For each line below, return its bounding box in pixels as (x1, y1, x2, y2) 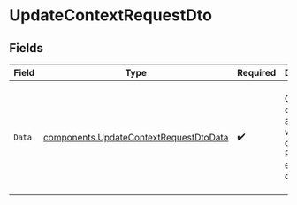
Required (237, 67, 277, 79)
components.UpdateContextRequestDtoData (42, 132, 229, 143)
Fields (9, 41, 44, 56)
